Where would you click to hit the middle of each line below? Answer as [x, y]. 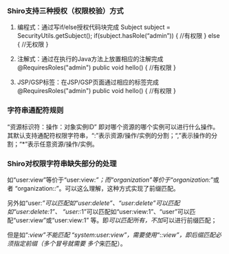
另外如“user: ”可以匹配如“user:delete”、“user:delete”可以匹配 [94, 203]
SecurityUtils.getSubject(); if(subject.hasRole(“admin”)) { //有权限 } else [118, 36]
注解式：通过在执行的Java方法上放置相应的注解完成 [90, 59]
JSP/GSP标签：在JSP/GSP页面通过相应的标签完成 [88, 82]
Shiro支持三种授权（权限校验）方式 [65, 10]
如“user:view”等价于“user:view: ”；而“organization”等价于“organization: [109, 180]
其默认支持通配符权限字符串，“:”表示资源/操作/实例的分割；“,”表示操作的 [109, 135]
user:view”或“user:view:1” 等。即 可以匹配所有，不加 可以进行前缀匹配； [117, 220]
